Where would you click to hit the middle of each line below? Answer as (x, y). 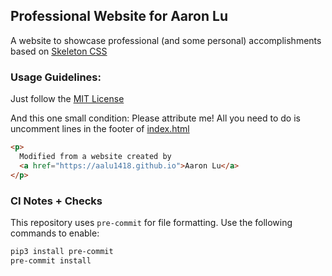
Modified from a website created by (95, 156)
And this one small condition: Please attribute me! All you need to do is (155, 118)
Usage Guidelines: (56, 77)
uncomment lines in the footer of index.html (100, 129)
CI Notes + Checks (56, 201)
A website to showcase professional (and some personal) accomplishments (166, 40)
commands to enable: (55, 233)
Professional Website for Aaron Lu (119, 16)
